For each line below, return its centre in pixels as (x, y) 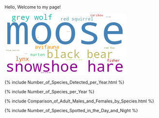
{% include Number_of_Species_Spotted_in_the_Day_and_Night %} (71, 110)
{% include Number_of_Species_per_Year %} (50, 92)
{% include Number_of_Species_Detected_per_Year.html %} (64, 82)
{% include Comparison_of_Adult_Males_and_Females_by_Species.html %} (79, 101)
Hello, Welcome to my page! (33, 7)
